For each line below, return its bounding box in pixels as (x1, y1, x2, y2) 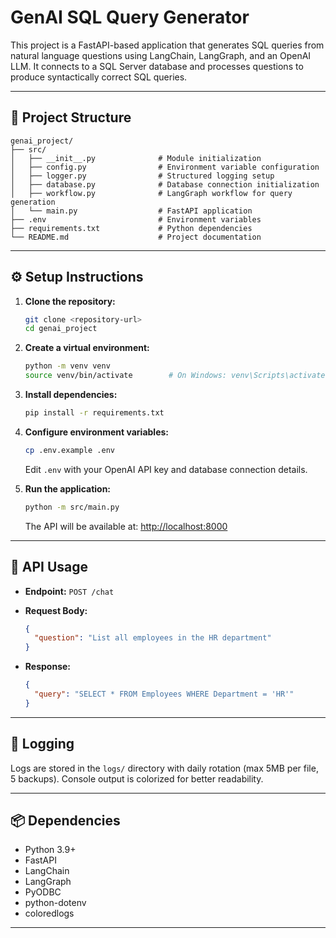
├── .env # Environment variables (10, 214, 262, 225)
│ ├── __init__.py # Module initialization (10, 153, 262, 163)
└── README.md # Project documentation (10, 232, 262, 242)
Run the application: (24, 482, 112, 495)
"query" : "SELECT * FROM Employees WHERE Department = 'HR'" (34, 689, 295, 699)
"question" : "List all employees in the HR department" (34, 633, 272, 643)
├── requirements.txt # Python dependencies (10, 223, 253, 233)
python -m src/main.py (24, 502, 120, 512)
